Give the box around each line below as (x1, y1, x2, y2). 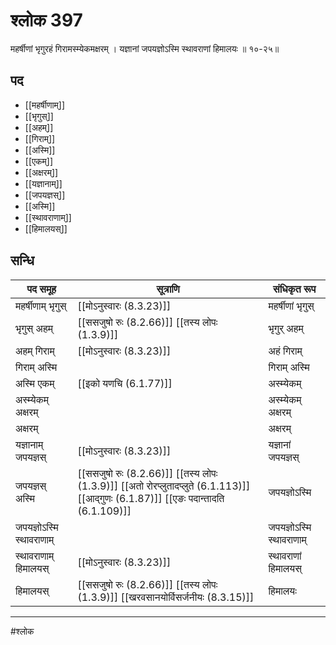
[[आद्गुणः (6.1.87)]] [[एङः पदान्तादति (77, 491, 225, 505)
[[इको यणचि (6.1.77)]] (77, 376, 173, 390)
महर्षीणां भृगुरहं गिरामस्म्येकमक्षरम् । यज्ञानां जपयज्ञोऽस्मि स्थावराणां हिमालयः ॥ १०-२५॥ (10, 42, 280, 54)
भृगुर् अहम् (268, 321, 304, 335)
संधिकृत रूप (273, 282, 317, 296)
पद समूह (26, 282, 57, 296)
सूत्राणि (156, 282, 180, 296)
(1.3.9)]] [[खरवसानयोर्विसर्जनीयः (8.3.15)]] (77, 590, 255, 604)
